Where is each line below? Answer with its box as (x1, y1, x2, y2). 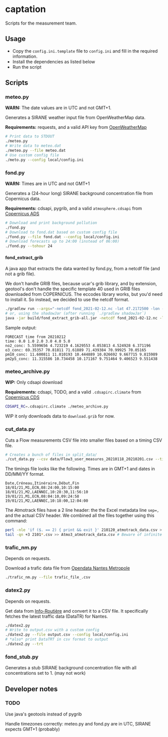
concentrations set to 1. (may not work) (5, 670, 86, 676)
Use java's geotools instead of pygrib (5, 711, 82, 717)
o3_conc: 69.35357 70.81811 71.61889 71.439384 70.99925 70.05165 (5, 347, 146, 353)
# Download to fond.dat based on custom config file (5, 230, 117, 235)
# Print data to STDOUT (5, 134, 55, 139)
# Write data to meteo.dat (5, 143, 61, 148)
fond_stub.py (5, 653, 38, 660)
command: (5, 518, 27, 524)
